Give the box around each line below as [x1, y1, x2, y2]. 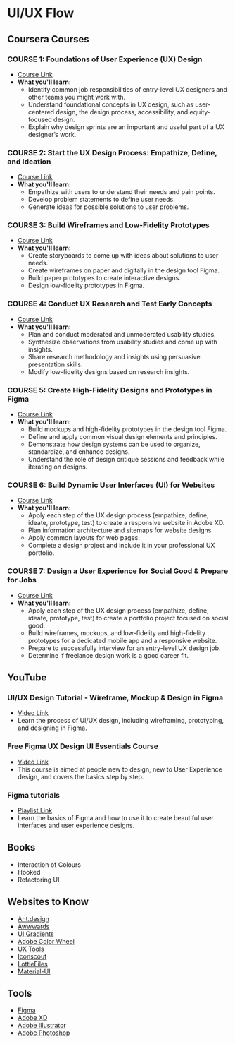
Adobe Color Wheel [17, 937, 75, 945]
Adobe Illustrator [17, 1021, 67, 1030]
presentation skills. [27, 360, 83, 368]
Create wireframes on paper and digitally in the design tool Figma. [27, 266, 220, 275]
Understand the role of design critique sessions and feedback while [27, 455, 225, 464]
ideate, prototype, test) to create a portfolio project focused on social [27, 613, 229, 622]
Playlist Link [17, 806, 53, 815]
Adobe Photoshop [17, 1028, 70, 1037]
